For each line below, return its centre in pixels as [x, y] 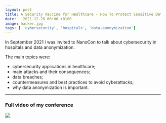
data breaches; [28, 77]
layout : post [19, 10]
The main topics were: [28, 57]
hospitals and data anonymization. [40, 47]
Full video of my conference [39, 105]
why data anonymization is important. [50, 87]
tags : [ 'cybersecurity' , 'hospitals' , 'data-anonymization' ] [70, 28]
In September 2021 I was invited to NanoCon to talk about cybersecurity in [81, 42]
